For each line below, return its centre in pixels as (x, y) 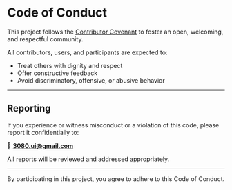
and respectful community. (45, 39)
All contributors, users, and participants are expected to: (87, 52)
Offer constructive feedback (57, 73)
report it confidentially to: (43, 132)
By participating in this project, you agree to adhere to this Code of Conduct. (116, 179)
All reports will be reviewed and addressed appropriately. (88, 159)
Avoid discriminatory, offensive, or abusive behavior (91, 80)
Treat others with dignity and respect (70, 65)
